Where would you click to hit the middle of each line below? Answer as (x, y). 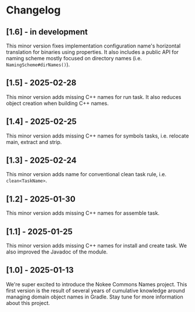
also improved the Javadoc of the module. (57, 252)
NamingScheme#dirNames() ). (38, 64)
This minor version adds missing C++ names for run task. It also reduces (94, 97)
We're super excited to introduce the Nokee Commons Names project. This (97, 284)
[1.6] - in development (47, 32)
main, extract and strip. (34, 142)
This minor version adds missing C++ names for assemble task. (83, 213)
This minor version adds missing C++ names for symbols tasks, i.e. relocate (97, 136)
